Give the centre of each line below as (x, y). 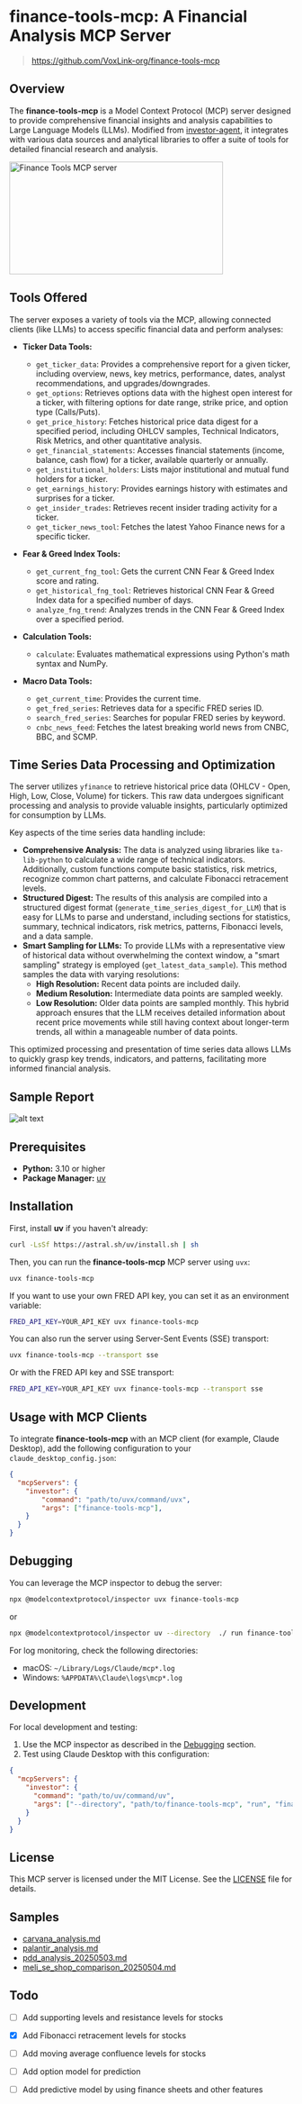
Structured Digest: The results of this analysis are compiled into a (145, 898)
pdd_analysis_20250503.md (75, 1958)
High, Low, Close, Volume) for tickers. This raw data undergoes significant (147, 796)
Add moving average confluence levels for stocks (114, 2053)
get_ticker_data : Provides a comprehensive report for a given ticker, (163, 364)
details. (23, 1889)
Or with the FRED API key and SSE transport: (92, 1373)
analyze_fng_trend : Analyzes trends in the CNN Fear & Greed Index (160, 609)
